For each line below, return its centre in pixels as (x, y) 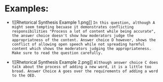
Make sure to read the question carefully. (57, 53)
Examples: (27, 9)
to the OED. (24, 75)
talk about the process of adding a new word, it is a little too (81, 67)
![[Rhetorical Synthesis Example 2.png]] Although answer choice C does (85, 62)
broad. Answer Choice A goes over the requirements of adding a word (85, 71)
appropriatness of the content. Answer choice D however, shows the (84, 40)
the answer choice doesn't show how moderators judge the (73, 36)
